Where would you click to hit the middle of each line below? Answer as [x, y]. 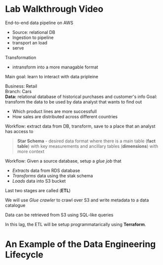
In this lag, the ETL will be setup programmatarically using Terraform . [76, 224]
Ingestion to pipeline [33, 37]
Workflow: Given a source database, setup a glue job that [63, 161]
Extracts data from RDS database [46, 170]
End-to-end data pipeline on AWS [39, 23]
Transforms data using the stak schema [52, 175]
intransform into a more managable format [55, 67]
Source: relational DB [34, 32]
